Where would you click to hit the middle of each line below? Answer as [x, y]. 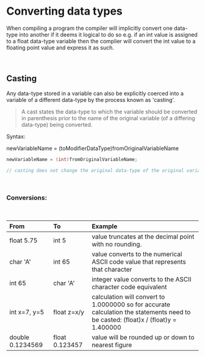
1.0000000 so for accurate [131, 305]
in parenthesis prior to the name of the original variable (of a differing [108, 118]
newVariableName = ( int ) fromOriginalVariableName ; [72, 159]
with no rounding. [117, 244]
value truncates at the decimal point [143, 236]
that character [112, 269]
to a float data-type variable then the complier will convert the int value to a [101, 41]
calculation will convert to [128, 297]
